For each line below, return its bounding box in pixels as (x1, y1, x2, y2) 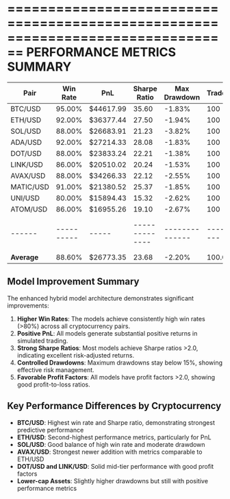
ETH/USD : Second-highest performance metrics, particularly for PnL (16, 433, 212, 441)
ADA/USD (10, 137, 42, 147)
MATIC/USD (10, 182, 49, 192)
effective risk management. (16, 365, 94, 374)
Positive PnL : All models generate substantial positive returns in (16, 329, 198, 337)
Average (10, 252, 39, 262)
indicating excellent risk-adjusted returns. (16, 351, 135, 359)
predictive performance (16, 426, 84, 434)
